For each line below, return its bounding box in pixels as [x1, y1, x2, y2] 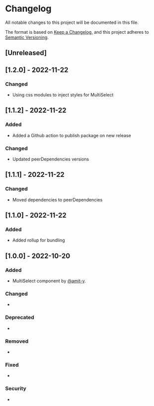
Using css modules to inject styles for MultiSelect [12, 92, 114, 98]
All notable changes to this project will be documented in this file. [5, 19, 139, 25]
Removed [5, 337, 29, 344]
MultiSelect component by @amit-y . [12, 278, 86, 284]
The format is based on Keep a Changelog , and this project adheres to [5, 29, 149, 35]
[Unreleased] [5, 49, 47, 57]
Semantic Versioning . [5, 34, 49, 40]
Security [5, 385, 26, 392]
